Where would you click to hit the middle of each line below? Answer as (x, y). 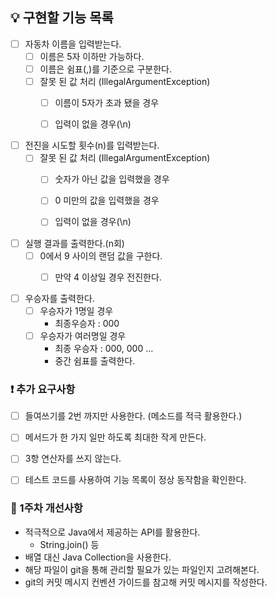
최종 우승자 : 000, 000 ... (104, 348)
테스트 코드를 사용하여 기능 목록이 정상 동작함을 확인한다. (135, 480)
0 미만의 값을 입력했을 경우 (107, 200)
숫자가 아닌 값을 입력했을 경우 (112, 179)
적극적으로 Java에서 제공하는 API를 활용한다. (112, 532)
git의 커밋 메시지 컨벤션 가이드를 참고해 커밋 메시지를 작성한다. (146, 582)
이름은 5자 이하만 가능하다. (92, 56)
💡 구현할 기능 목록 (62, 18)
